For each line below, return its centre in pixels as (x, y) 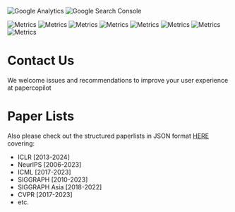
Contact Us (41, 61)
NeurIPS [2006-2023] (49, 164)
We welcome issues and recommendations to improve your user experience (118, 80)
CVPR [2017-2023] (45, 194)
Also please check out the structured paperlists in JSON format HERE (108, 136)
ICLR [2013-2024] (44, 157)
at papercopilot (29, 88)
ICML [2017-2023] (44, 172)
